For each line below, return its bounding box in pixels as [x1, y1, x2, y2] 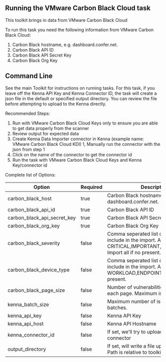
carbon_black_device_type [7, 266, 70, 273]
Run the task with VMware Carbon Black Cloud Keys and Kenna [12, 157, 142, 163]
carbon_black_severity [7, 240, 60, 246]
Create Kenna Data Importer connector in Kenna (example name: [12, 136, 144, 142]
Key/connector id [12, 162, 47, 168]
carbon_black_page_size [7, 287, 65, 294]
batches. [107, 304, 127, 311]
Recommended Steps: [5, 110, 50, 116]
